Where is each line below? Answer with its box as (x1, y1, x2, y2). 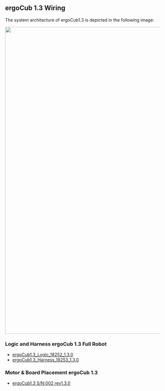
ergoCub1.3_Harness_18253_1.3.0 (12, 357, 80, 363)
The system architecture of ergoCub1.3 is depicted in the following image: (5, 17, 155, 23)
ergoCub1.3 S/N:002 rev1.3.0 (12, 380, 71, 386)
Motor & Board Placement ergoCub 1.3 (5, 369, 98, 376)
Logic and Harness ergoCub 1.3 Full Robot (5, 340, 107, 347)
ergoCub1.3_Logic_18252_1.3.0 (12, 352, 74, 358)
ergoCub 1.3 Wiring (5, 4, 65, 12)
